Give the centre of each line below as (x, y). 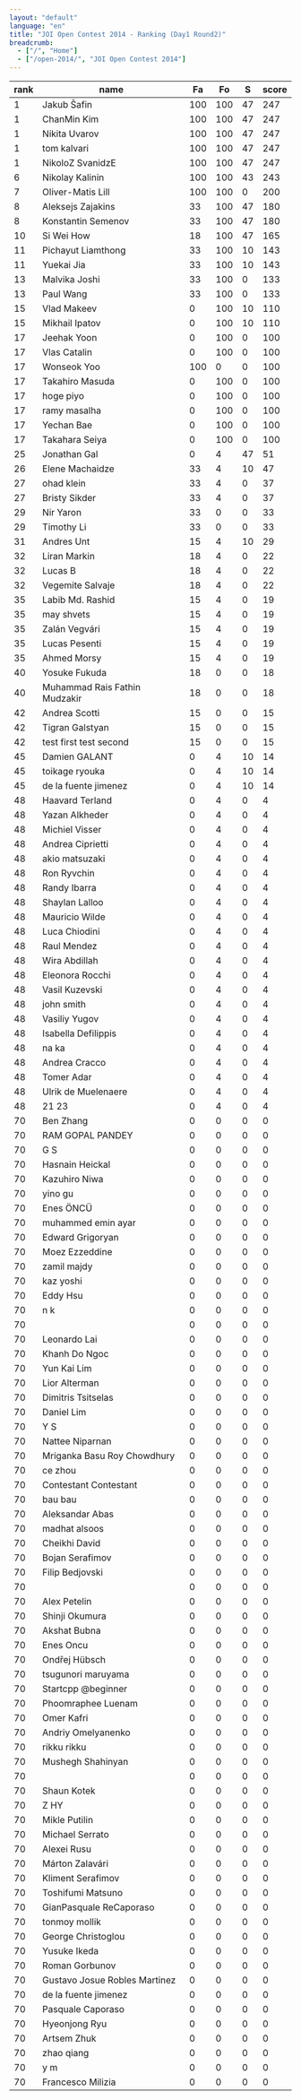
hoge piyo (63, 396)
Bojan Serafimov (77, 1558)
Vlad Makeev (69, 308)
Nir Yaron (62, 512)
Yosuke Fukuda (74, 673)
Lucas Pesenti (72, 644)
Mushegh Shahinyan (85, 1762)
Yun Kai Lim (67, 1368)
